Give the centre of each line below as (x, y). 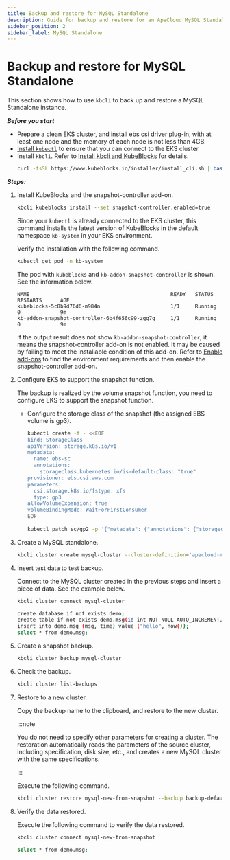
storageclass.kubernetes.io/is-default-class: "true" (118, 472)
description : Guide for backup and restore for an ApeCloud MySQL (104, 20)
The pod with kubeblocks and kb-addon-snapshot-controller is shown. (116, 274)
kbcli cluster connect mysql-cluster (71, 601)
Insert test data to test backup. (60, 568)
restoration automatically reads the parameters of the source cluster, (114, 744)
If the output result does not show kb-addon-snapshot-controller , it (112, 337)
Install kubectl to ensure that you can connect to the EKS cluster (108, 149)
